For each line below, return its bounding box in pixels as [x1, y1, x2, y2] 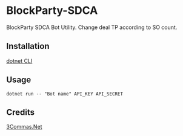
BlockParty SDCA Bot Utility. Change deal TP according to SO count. [6, 24, 178, 31]
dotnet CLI [6, 57, 33, 64]
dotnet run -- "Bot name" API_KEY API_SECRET [6, 91, 123, 97]
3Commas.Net [6, 123, 42, 131]
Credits [6, 107, 35, 117]
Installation [6, 41, 50, 51]
